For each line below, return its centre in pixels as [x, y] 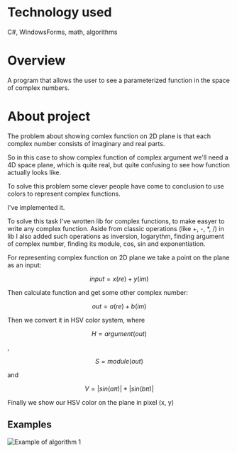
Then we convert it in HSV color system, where [76, 320]
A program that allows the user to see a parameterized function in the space [119, 80]
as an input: [24, 265]
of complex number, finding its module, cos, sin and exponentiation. [106, 244]
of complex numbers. [38, 88]
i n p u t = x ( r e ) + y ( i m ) [119, 279]
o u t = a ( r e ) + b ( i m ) [119, 306]
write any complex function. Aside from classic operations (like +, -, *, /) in [116, 228]
